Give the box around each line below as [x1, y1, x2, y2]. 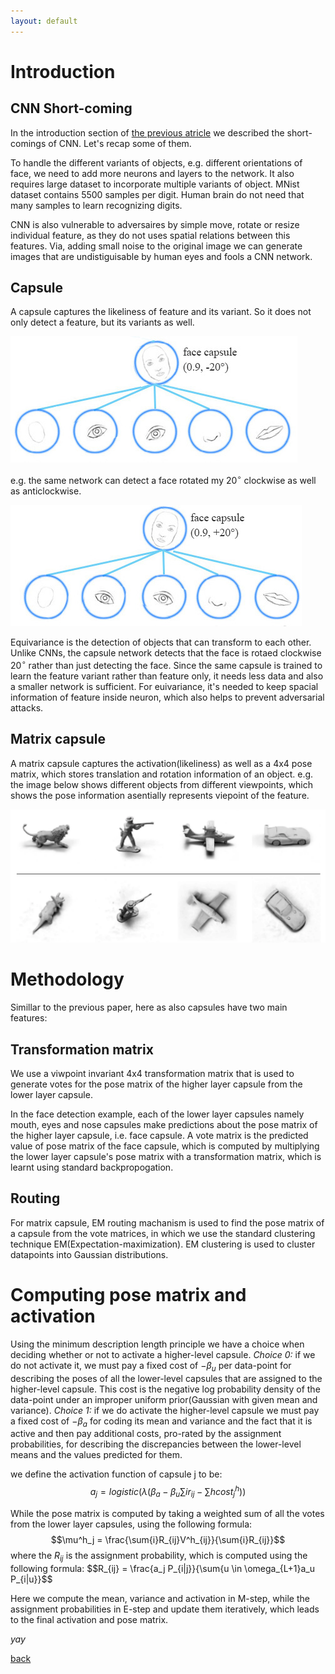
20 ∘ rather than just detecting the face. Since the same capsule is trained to [10, 658, 323, 671]
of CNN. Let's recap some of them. [48, 137, 192, 149]
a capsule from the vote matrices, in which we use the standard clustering [10, 1227, 316, 1239]
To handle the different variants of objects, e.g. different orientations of [10, 156, 303, 169]
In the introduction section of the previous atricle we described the [10, 126, 285, 139]
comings [10, 137, 47, 149]
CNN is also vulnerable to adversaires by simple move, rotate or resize [10, 218, 300, 230]
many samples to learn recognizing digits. [10, 199, 183, 211]
